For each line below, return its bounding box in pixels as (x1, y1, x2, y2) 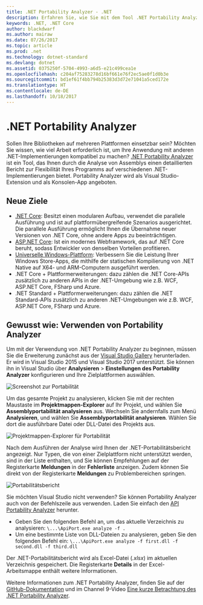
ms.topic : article (6, 43, 53, 49)
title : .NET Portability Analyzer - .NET (6, 8, 112, 15)
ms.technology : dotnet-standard (6, 54, 88, 60)
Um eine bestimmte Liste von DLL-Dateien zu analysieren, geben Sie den (14, 531, 197, 538)
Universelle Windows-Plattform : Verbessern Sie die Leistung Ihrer (14, 251, 179, 258)
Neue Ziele (6, 196, 48, 206)
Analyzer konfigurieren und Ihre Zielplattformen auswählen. (6, 371, 156, 379)
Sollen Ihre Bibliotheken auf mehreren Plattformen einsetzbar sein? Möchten (6, 140, 196, 147)
